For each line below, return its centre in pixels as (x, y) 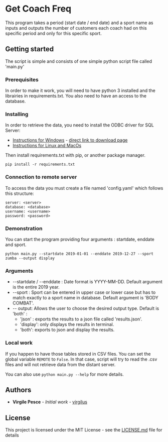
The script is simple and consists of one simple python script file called (78, 61)
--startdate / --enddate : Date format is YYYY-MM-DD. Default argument (87, 282)
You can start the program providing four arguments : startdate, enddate (80, 239)
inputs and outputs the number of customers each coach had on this (76, 28)
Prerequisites (22, 79)
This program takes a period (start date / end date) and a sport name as (79, 23)
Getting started (30, 49)
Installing (17, 114)
